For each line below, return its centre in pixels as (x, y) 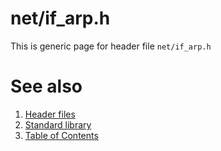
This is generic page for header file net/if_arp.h (111, 46)
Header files (50, 114)
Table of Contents (61, 135)
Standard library (58, 124)
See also (46, 86)
